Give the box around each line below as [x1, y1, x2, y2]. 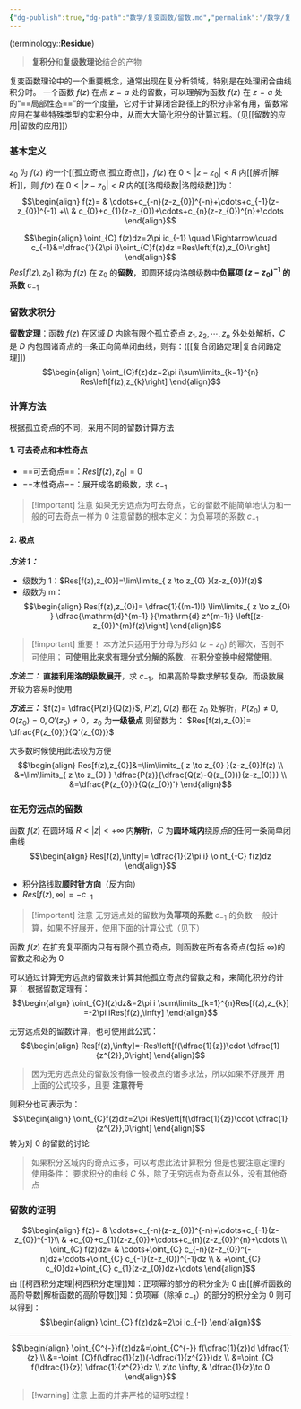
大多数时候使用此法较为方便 [9, 746, 112, 757]
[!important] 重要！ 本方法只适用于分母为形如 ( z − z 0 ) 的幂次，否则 [30, 638, 277, 652]
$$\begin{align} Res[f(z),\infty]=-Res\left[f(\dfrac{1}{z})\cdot [21, 1040, 246, 1051]
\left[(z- [236, 610, 264, 621]
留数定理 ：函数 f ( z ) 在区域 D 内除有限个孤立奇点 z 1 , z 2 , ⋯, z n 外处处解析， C [9, 328, 286, 341]
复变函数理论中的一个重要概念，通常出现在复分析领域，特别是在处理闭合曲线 [9, 75, 292, 86]
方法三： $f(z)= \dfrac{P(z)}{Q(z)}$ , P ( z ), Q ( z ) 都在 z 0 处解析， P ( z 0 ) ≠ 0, [9, 702, 279, 715]
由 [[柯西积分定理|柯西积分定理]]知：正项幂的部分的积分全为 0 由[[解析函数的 [9, 1278, 292, 1289]
